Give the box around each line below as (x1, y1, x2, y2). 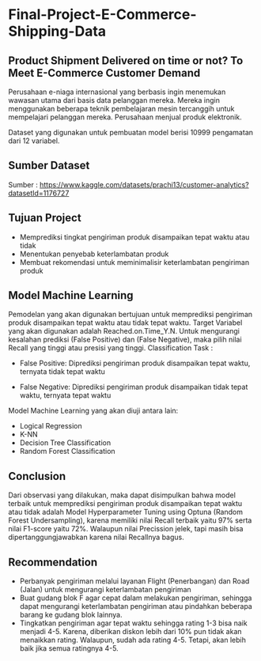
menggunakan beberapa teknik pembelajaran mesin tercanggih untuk (8, 104, 235, 113)
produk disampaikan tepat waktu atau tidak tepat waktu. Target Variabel (8, 318, 243, 327)
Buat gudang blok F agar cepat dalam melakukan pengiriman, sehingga (19, 593, 252, 602)
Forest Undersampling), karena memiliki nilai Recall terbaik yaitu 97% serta (8, 516, 252, 525)
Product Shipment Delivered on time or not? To (8, 54, 244, 67)
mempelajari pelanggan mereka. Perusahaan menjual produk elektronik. (8, 112, 243, 122)
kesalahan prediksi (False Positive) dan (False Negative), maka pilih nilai (8, 334, 243, 345)
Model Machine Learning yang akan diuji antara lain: (8, 406, 179, 416)
